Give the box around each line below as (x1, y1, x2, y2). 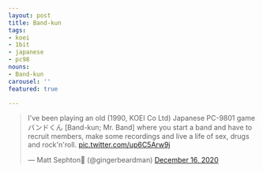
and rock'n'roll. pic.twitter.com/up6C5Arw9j (27, 140, 171, 150)
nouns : (8, 63, 30, 71)
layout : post (8, 11, 51, 20)
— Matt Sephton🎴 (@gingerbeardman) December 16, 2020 (27, 155, 219, 165)
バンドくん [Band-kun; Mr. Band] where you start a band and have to (27, 123, 253, 133)
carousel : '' (8, 77, 51, 85)
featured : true (8, 84, 58, 93)
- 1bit (8, 41, 30, 49)
